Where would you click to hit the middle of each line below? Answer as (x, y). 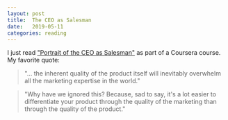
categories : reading (37, 33)
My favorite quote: (34, 60)
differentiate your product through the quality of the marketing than (120, 102)
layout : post (26, 14)
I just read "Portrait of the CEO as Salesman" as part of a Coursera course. (114, 53)
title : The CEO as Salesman (49, 20)
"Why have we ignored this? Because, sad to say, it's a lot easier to (120, 94)
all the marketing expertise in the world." (82, 81)
